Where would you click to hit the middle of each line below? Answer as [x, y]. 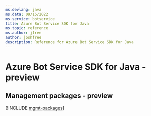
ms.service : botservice [30, 19]
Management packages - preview [59, 96]
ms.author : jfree [23, 33]
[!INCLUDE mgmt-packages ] [35, 108]
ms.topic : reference [27, 28]
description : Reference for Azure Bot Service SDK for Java [70, 42]
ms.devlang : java [23, 10]
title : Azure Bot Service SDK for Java [47, 24]
